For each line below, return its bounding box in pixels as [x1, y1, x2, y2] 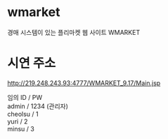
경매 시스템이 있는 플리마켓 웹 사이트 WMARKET [7, 28, 141, 36]
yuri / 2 [7, 117, 28, 126]
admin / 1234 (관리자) [7, 102, 68, 110]
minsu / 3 [7, 124, 35, 133]
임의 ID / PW [7, 93, 43, 101]
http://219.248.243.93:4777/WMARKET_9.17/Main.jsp [7, 78, 161, 87]
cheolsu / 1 [7, 110, 39, 118]
